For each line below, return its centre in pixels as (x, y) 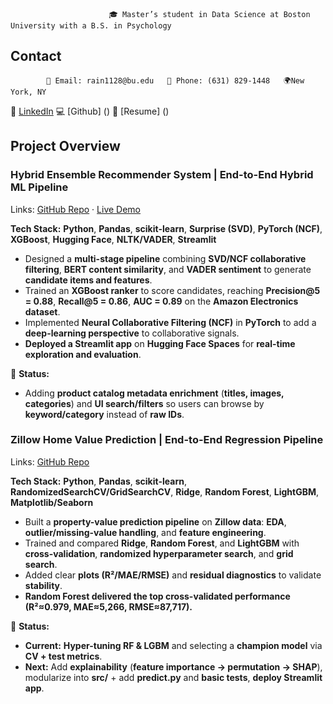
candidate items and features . (88, 280)
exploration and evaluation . (83, 354)
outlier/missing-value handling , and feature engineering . (145, 532)
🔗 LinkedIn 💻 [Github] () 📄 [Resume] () (90, 111)
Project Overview (65, 146)
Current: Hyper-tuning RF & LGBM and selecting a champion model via (173, 645)
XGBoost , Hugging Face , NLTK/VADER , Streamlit (113, 239)
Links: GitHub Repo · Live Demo (76, 209)
